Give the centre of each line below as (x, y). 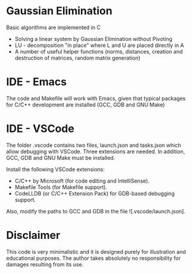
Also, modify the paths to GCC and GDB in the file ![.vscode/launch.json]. (96, 211)
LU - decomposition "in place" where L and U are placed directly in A (99, 45)
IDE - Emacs (37, 82)
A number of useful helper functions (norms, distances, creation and (99, 51)
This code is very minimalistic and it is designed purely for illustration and (96, 251)
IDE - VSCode (40, 129)
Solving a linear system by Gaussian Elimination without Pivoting (93, 39)
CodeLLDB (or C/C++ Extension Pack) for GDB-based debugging (95, 193)
